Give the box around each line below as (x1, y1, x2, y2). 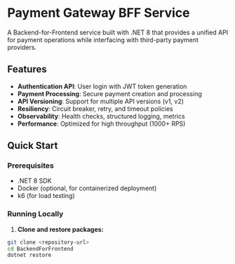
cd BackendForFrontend (7, 245, 74, 252)
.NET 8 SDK (17, 177, 52, 185)
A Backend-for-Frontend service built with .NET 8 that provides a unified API (7, 28, 229, 37)
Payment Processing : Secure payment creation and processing (17, 89, 202, 98)
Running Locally (7, 209, 64, 219)
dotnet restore (7, 251, 52, 259)
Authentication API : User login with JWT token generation (17, 82, 187, 91)
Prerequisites (7, 161, 54, 171)
